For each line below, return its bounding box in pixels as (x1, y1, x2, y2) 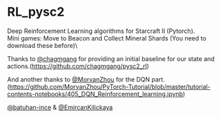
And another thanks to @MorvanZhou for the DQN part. (7, 75, 165, 83)
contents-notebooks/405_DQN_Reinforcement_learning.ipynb (7, 90, 183, 98)
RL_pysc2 (7, 4, 65, 20)
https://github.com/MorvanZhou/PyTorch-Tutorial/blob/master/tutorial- (9, 82, 211, 91)
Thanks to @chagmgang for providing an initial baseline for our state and (7, 54, 215, 62)
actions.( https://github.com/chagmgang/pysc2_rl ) (7, 62, 150, 70)
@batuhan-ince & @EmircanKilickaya (7, 103, 113, 111)
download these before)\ (7, 41, 78, 49)
